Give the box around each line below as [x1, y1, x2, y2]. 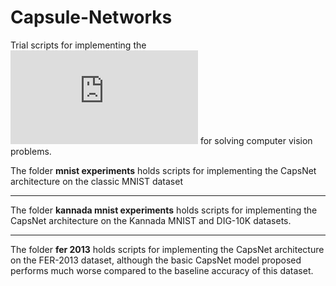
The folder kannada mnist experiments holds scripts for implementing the [10, 204, 318, 216]
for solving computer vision [199, 134, 313, 146]
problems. [10, 145, 52, 157]
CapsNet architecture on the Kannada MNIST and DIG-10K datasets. [10, 214, 292, 226]
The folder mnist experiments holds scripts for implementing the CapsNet [10, 164, 317, 176]
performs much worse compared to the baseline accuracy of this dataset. [10, 264, 314, 276]
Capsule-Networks [10, 6, 173, 29]
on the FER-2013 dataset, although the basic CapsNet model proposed [10, 254, 302, 266]
